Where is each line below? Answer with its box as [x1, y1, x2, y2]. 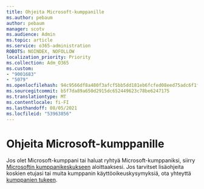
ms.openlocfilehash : [6, 83, 59, 89]
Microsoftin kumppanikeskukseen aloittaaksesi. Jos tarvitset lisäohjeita [6, 163, 184, 171]
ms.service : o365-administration [6, 43, 91, 49]
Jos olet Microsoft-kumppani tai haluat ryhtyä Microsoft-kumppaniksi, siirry [6, 157, 195, 164]
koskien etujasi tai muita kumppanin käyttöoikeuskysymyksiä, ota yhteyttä [6, 170, 191, 177]
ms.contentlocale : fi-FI [6, 99, 69, 105]
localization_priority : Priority [6, 54, 91, 60]
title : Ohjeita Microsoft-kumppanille [6, 9, 104, 15]
